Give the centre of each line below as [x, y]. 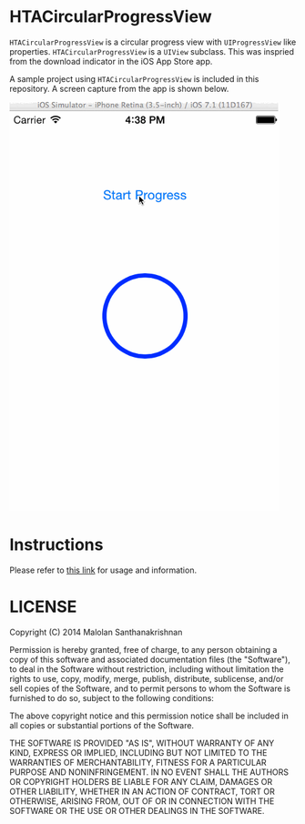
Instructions [56, 545]
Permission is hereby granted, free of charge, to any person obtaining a [143, 649]
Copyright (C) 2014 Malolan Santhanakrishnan [96, 632]
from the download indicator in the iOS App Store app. [111, 61]
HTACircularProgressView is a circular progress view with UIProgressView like [153, 42]
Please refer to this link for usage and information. [103, 570]
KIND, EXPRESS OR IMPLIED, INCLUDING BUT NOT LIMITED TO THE [138, 752]
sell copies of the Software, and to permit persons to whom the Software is [150, 688]
